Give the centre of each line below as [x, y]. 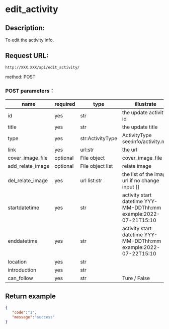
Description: [25, 28]
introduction [22, 270]
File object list [97, 166]
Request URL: [27, 56]
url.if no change [141, 181]
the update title [140, 127]
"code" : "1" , [24, 312]
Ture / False [136, 278]
